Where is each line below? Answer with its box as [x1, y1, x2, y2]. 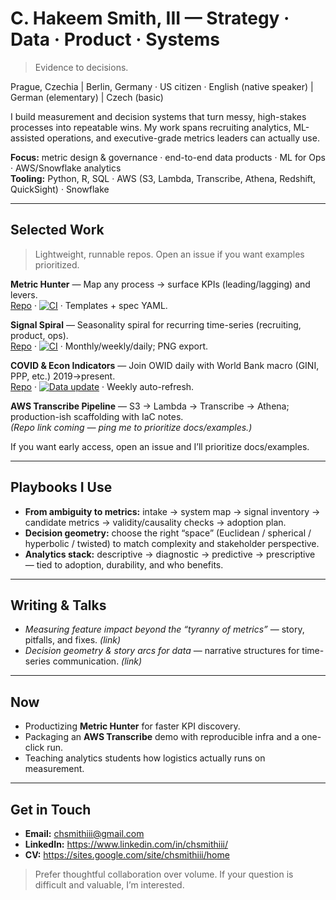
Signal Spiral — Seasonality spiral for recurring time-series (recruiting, [10, 318, 302, 331]
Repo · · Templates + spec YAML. [10, 299, 168, 311]
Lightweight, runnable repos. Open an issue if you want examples [34, 248, 305, 260]
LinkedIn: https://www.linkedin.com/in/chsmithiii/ [24, 838, 229, 850]
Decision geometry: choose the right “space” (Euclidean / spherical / [24, 527, 312, 539]
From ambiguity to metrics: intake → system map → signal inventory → [24, 505, 321, 517]
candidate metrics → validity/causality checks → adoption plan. [24, 516, 287, 528]
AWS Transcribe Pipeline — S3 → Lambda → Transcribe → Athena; [10, 400, 290, 412]
